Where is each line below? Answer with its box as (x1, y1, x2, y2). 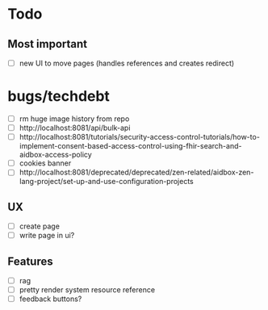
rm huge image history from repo (19, 114, 130, 124)
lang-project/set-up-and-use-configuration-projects (19, 177, 195, 186)
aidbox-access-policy (19, 150, 92, 160)
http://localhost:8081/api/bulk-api (19, 123, 131, 133)
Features (7, 254, 53, 268)
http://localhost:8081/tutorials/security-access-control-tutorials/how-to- (19, 132, 260, 142)
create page (19, 221, 60, 231)
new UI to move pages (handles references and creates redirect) (19, 58, 235, 68)
